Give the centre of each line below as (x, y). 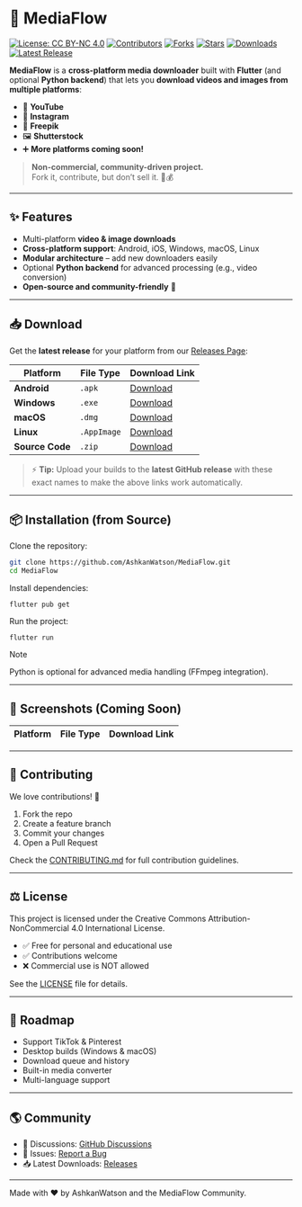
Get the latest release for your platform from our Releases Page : (129, 351)
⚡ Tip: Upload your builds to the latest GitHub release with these (152, 469)
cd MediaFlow (34, 571)
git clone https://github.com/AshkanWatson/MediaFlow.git (120, 563)
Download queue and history (76, 1061)
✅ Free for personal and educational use (97, 945)
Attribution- (230, 918)
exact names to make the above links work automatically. (137, 482)
